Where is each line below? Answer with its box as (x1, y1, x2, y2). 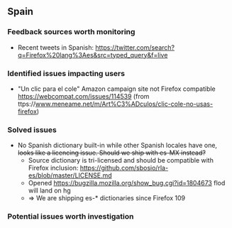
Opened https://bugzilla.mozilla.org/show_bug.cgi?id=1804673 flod (28, 179, 226, 188)
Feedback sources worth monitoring (7, 27, 136, 37)
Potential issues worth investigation (7, 212, 134, 222)
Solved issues (7, 124, 57, 134)
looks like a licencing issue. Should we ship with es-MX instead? (17, 148, 206, 157)
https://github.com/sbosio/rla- (79, 163, 169, 173)
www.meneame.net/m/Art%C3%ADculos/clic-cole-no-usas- (35, 99, 214, 108)
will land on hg (28, 186, 71, 195)
